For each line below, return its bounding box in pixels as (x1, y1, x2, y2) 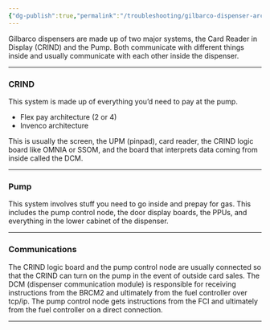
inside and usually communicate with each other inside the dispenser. (8, 51, 239, 60)
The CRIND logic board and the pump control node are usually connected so (8, 262, 262, 271)
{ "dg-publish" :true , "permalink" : (8, 11, 121, 20)
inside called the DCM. (8, 153, 84, 163)
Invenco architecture (19, 120, 89, 130)
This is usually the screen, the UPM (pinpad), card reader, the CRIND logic (8, 136, 254, 145)
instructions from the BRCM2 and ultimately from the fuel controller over (8, 287, 247, 297)
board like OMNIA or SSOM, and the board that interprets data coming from (8, 145, 259, 154)
